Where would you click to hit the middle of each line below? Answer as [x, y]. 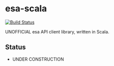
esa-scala [26, 9]
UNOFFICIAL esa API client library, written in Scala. [57, 32]
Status [16, 47]
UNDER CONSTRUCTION [38, 59]
